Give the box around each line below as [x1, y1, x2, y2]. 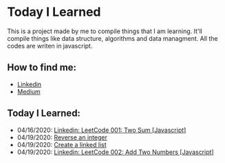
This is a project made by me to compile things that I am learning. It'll [7, 27, 203, 35]
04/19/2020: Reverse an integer [17, 133, 108, 142]
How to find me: [7, 61, 77, 73]
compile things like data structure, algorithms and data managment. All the [7, 34, 218, 42]
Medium [17, 87, 41, 95]
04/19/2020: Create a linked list [17, 140, 107, 148]
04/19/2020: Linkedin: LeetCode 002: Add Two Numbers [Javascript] [17, 148, 215, 156]
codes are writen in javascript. [7, 41, 93, 50]
